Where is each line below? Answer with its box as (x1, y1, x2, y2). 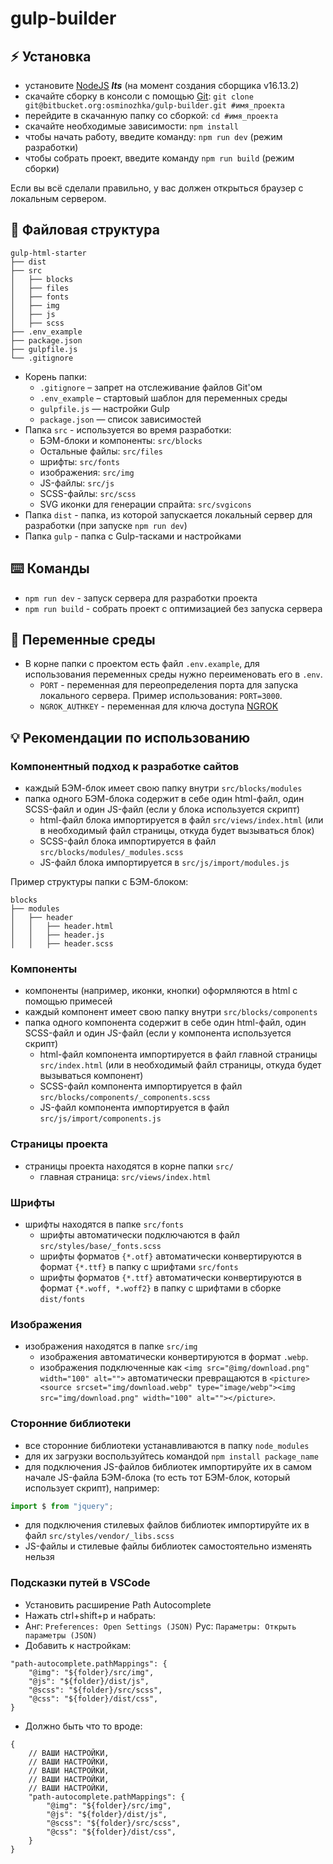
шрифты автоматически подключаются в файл (39, 1229, 240, 1241)
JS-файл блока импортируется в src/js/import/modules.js (39, 857, 290, 869)
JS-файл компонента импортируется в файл (39, 1102, 230, 1114)
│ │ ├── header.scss (10, 939, 114, 949)
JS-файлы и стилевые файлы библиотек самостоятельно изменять (24, 1540, 313, 1552)
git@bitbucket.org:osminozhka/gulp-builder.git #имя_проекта (24, 101, 286, 111)
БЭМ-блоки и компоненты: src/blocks (39, 434, 203, 446)
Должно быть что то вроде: (24, 1720, 143, 1732)
